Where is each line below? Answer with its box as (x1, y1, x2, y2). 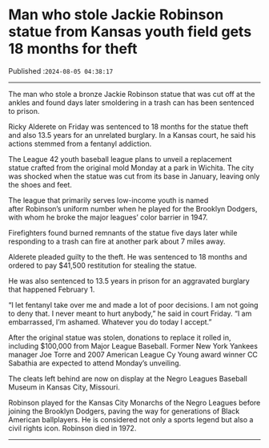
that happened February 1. (8, 285, 95, 294)
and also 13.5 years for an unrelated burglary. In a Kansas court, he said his (8, 130, 256, 139)
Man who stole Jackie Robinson (8, 6, 224, 24)
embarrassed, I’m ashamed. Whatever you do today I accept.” (8, 317, 212, 326)
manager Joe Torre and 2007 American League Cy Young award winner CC (8, 349, 259, 359)
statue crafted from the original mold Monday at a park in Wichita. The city (8, 163, 255, 172)
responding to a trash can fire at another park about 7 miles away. (8, 236, 226, 246)
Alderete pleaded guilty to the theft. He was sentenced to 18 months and (8, 252, 247, 261)
